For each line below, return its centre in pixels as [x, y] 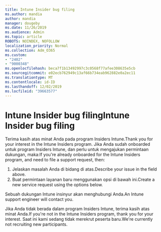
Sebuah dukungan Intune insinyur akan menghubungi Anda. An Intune [74, 194]
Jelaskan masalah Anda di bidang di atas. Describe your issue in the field [84, 169]
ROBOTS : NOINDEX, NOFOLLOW [32, 41]
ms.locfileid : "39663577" [31, 91]
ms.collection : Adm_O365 [30, 50]
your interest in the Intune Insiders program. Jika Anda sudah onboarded [78, 144]
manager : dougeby [23, 23]
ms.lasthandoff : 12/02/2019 [33, 87]
